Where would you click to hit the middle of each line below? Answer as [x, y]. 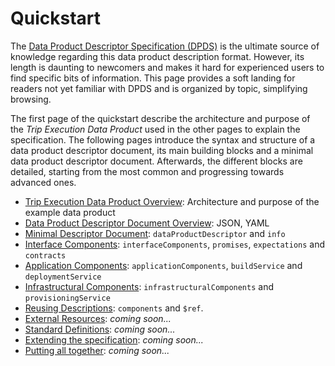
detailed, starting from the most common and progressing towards [147, 171]
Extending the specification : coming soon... [114, 339]
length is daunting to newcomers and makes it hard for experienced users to [167, 67]
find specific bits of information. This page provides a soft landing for [153, 78]
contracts [45, 255]
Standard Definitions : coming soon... [100, 329]
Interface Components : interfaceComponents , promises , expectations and [175, 244]
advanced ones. [43, 182]
